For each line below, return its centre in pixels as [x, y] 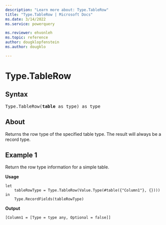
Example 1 [21, 155]
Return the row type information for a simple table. [57, 167]
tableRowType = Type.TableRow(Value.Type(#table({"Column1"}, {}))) [87, 190]
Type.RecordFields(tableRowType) [49, 199]
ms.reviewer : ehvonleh [29, 33]
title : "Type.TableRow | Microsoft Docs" [49, 15]
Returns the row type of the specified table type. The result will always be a [83, 134]
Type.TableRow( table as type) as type [53, 106]
